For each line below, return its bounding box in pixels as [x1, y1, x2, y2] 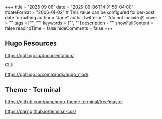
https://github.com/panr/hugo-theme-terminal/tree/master [5, 98, 124, 105]
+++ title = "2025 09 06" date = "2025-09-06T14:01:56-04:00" [5, 4, 134, 10]
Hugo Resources [5, 39, 57, 48]
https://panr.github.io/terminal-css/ [5, 108, 76, 114]
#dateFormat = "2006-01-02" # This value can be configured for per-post [5, 9, 155, 15]
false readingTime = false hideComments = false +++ [5, 25, 113, 31]
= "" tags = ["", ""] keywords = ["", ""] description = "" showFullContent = [5, 20, 154, 26]
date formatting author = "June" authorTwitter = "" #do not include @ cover [5, 15, 158, 20]
